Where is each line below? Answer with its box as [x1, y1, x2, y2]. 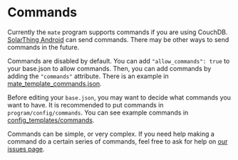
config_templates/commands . [7, 115, 95, 124]
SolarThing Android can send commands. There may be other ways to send [7, 35, 229, 43]
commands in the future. [7, 43, 80, 51]
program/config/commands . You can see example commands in [7, 108, 189, 117]
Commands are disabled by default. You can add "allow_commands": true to [7, 56, 230, 65]
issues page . [7, 144, 45, 153]
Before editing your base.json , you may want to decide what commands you [7, 93, 232, 102]
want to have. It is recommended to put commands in [7, 100, 164, 109]
